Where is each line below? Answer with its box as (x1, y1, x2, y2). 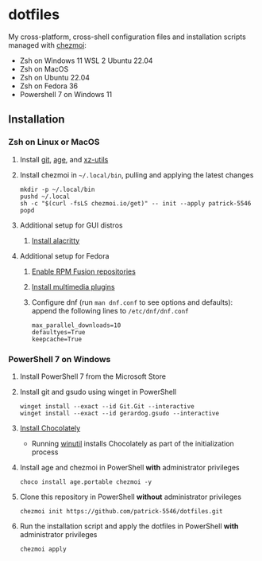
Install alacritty (31, 236, 80, 245)
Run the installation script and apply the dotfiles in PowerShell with (19, 521, 239, 531)
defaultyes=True (31, 328, 86, 336)
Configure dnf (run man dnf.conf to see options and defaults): (31, 297, 233, 307)
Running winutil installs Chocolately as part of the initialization (31, 438, 234, 448)
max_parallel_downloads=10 (31, 321, 121, 329)
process (31, 447, 59, 457)
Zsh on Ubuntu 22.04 (19, 72, 90, 82)
